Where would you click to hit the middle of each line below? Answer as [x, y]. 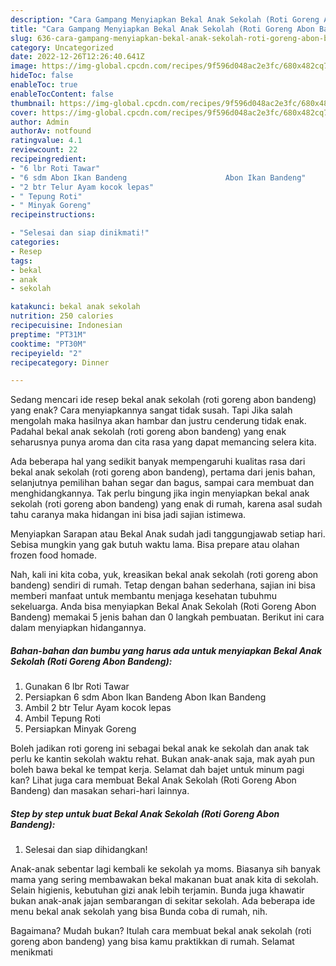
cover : [24, 112]
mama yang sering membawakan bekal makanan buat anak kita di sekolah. [164, 880]
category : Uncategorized [62, 47]
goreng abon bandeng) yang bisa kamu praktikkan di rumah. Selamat [152, 942]
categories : [35, 242]
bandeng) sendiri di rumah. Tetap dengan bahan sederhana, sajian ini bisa [163, 585]
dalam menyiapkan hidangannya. [78, 628]
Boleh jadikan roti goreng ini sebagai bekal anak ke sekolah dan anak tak [160, 748]
